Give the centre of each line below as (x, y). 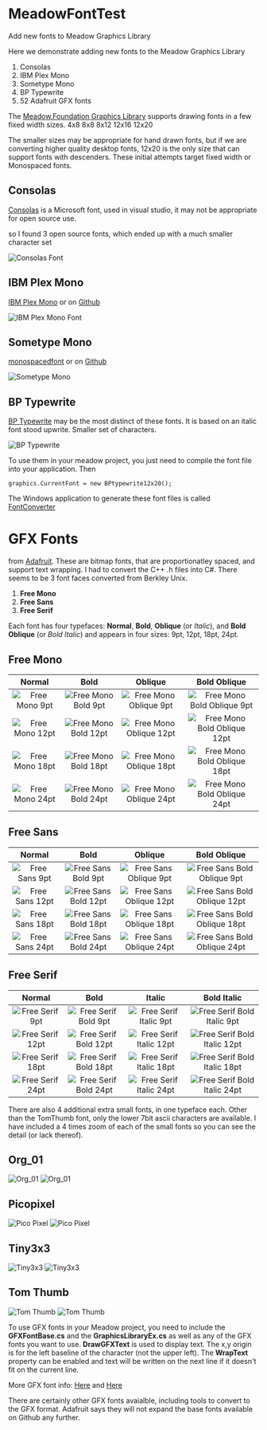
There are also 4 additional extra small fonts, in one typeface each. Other (128, 1110)
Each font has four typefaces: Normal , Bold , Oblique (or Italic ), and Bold (127, 626)
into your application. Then (52, 469)
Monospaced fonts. (40, 165)
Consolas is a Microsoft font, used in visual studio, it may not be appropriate (133, 210)
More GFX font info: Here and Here (66, 1385)
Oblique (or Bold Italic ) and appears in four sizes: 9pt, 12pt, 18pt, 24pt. (124, 634)
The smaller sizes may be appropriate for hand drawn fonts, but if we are (128, 139)
